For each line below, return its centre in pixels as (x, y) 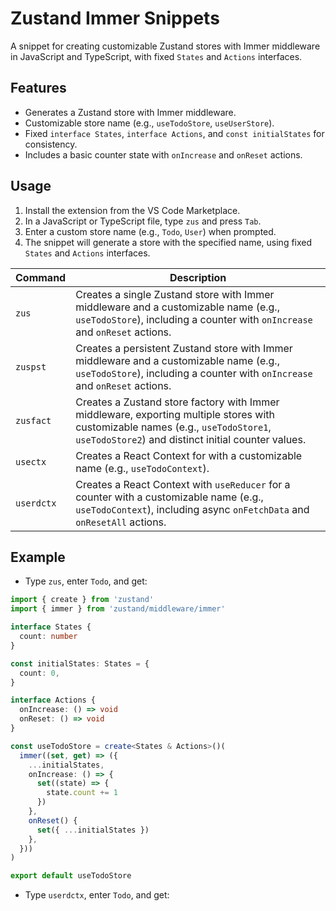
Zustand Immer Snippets (115, 18)
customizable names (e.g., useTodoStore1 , (173, 427)
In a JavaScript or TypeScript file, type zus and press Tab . (143, 221)
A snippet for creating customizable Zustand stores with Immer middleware (165, 46)
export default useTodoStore (71, 876)
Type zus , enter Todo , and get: (86, 581)
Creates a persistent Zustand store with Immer (184, 348)
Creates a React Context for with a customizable (189, 455)
